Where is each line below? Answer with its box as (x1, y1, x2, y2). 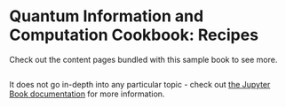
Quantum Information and (9, 6, 204, 27)
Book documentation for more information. (9, 88, 165, 99)
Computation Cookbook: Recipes (9, 25, 259, 45)
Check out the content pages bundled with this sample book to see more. (9, 54, 278, 65)
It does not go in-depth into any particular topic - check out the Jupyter (9, 79, 271, 89)
